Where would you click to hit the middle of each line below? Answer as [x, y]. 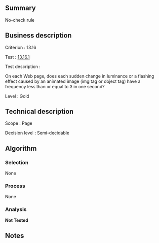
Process [15, 186]
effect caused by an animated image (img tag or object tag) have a [73, 81]
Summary [20, 8]
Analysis [16, 209]
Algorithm [21, 148]
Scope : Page [19, 123]
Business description [39, 36]
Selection [17, 162]
